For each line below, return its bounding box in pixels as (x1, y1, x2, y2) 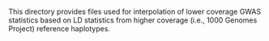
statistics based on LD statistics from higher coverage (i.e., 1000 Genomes (8, 15, 258, 25)
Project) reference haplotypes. (8, 24, 111, 33)
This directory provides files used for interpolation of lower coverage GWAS (8, 7, 262, 16)
